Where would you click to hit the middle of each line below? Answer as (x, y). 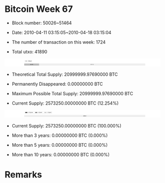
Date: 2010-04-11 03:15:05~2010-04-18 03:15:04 (62, 32)
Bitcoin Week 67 (39, 9)
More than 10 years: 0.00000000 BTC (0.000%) (61, 155)
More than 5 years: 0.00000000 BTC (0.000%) (60, 145)
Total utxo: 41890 (29, 52)
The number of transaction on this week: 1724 (59, 42)
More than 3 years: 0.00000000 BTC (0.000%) (60, 135)
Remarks (24, 175)
